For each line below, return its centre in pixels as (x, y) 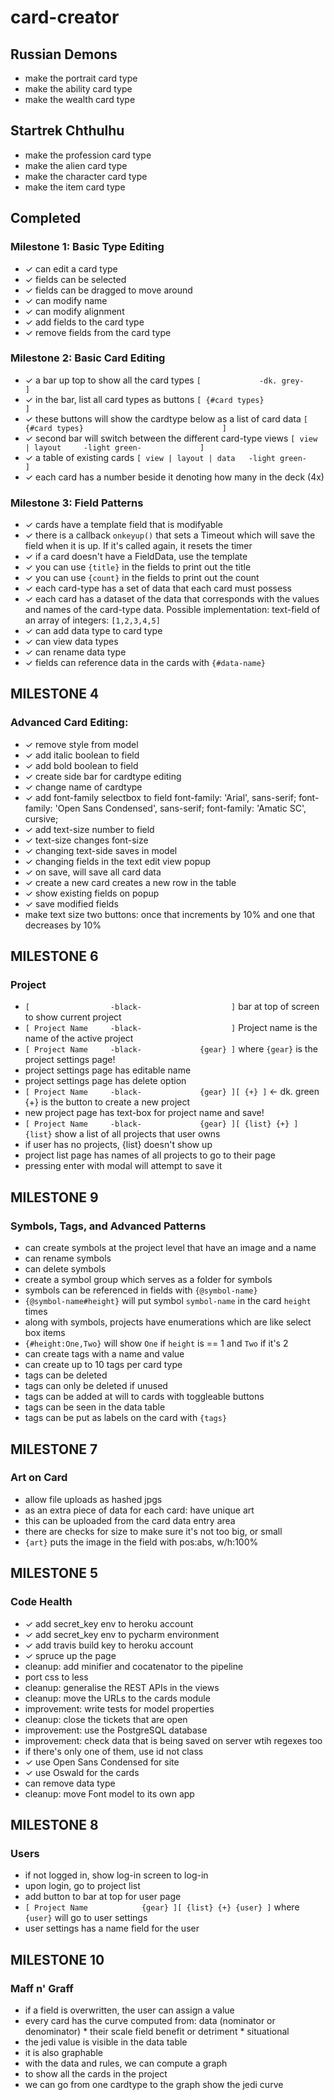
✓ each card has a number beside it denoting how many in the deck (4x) (174, 477)
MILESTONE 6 (54, 956)
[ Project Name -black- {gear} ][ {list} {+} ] (161, 1124)
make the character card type (86, 176)
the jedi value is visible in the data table (106, 2042)
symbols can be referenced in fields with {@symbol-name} (141, 1290)
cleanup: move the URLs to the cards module (117, 1698)
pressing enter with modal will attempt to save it (123, 1166)
